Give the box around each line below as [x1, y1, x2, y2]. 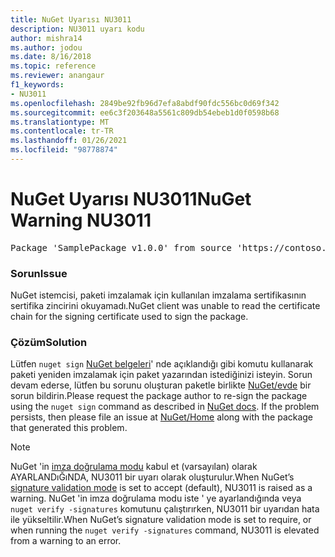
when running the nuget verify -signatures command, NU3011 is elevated [10, 524, 320, 536]
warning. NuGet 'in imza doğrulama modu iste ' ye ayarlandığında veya [10, 492, 302, 505]
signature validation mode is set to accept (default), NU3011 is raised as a [10, 482, 313, 494]
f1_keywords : [10, 80, 65, 90]
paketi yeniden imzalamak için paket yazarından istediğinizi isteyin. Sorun [10, 369, 313, 381]
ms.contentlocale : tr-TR [10, 126, 114, 136]
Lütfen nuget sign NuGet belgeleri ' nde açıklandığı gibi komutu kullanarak [10, 358, 314, 370]
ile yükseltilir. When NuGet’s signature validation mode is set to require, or [10, 514, 312, 526]
